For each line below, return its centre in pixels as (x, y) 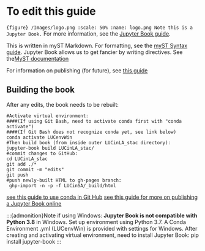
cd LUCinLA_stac (27, 159)
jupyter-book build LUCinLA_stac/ (50, 148)
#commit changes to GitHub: (42, 153)
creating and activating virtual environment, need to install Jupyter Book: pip (102, 235)
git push (17, 175)
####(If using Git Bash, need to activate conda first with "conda (94, 121)
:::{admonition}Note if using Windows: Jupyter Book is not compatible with (102, 215)
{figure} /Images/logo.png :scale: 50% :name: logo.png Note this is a (99, 28)
